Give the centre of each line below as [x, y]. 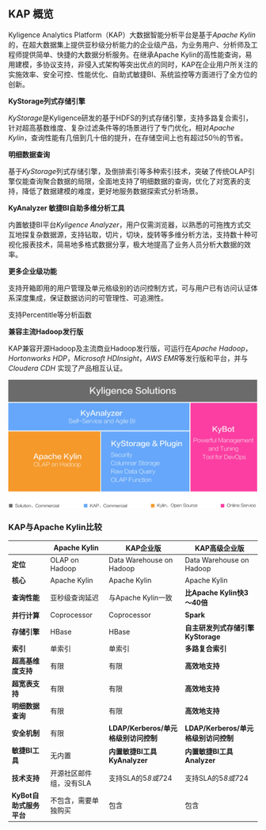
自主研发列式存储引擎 [220, 627]
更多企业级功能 [32, 271]
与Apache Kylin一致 [141, 598]
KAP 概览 [31, 14]
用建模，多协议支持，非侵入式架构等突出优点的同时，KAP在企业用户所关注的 [133, 64]
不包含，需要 [71, 800]
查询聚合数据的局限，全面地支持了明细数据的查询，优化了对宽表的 [136, 181]
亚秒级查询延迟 [74, 598]
